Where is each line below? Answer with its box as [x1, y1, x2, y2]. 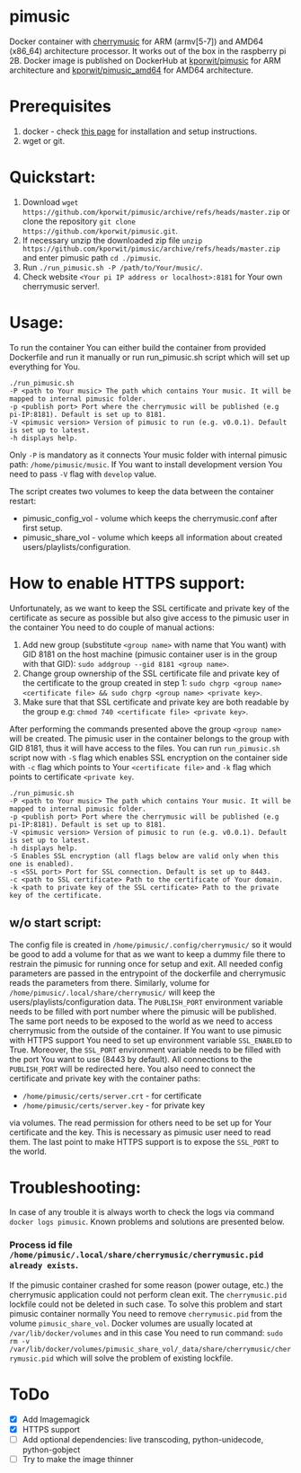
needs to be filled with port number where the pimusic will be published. [9, 1006, 277, 1016]
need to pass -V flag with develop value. [9, 468, 157, 479]
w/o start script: [9, 915, 102, 931]
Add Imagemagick [22, 1414, 90, 1424]
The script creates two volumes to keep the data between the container [9, 485, 274, 496]
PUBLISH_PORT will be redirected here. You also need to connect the [9, 1063, 256, 1074]
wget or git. [22, 135, 66, 146]
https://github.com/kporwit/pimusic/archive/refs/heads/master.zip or [22, 206, 290, 217]
